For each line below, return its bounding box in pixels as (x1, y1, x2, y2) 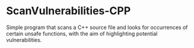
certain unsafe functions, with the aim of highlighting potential (6, 30, 158, 37)
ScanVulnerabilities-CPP (6, 4, 131, 18)
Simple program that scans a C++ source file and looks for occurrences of (6, 24, 188, 31)
